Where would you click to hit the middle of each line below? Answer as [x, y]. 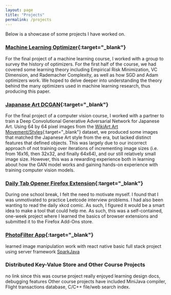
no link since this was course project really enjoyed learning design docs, [83, 276]
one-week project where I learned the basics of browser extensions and [82, 216]
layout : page [19, 10]
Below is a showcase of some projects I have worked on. [65, 34]
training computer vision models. [40, 170]
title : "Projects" [25, 15]
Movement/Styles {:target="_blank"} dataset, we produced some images [82, 132]
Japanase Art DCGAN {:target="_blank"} [57, 104]
